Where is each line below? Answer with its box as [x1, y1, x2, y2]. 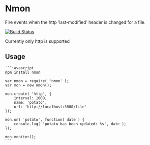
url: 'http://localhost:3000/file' [14, 104, 87, 109]
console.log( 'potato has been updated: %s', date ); [14, 121, 126, 126]
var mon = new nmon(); [5, 83, 52, 87]
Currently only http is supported [5, 38, 70, 44]
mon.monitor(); [5, 134, 36, 139]
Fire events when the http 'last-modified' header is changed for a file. [5, 19, 146, 25]
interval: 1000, [14, 95, 48, 101]
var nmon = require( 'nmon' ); [5, 78, 69, 84]
